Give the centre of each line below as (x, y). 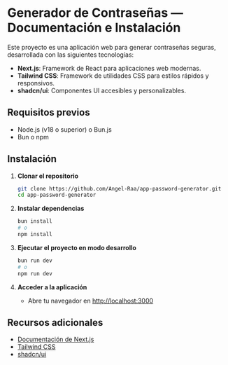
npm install (35, 235)
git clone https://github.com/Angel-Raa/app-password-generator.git (119, 188)
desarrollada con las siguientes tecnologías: (71, 55)
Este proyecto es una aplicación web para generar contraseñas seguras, (112, 47)
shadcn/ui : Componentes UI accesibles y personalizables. (102, 90)
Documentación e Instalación (94, 28)
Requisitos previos (49, 112)
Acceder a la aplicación (52, 287)
